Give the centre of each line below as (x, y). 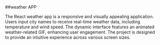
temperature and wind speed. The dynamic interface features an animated (80, 27)
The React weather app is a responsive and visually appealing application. (80, 16)
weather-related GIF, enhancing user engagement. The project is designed (80, 32)
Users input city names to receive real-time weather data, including (73, 22)
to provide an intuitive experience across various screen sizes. (68, 37)
